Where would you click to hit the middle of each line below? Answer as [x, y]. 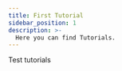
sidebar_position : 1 [43, 23]
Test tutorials [30, 60]
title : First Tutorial [46, 15]
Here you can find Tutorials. [65, 37]
